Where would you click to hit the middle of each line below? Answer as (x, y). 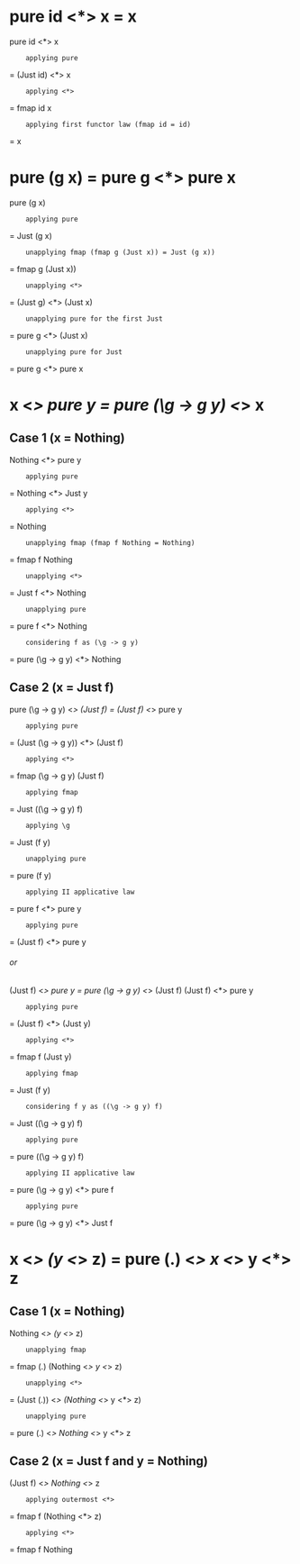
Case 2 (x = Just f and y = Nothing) (109, 1461)
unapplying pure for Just (74, 352)
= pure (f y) (31, 875)
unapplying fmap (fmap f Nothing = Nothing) (110, 542)
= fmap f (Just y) (41, 1057)
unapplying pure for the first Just (95, 318)
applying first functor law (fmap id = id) (109, 124)
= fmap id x (31, 108)
